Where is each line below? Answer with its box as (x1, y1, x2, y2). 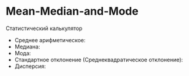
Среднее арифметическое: (14, 36, 86, 44)
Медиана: (14, 43, 40, 50)
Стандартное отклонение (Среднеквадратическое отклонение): (14, 56, 183, 63)
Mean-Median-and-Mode (6, 4, 139, 18)
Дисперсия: (14, 63, 46, 70)
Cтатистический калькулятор (6, 25, 83, 32)
